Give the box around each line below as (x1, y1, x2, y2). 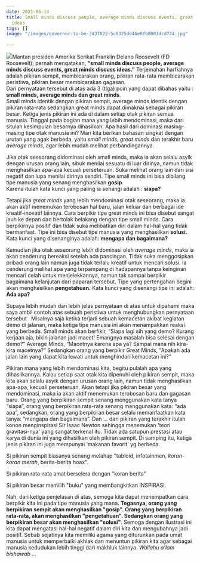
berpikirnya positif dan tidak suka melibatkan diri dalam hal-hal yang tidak (6, 222, 188, 230)
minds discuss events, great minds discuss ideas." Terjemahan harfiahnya (6, 66, 193, 73)
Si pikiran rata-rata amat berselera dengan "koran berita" (6, 470, 146, 477)
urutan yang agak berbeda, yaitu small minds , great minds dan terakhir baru (6, 135, 193, 143)
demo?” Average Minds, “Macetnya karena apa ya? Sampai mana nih (6, 341, 176, 348)
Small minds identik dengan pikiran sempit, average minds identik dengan (6, 98, 187, 105)
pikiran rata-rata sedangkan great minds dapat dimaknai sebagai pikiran (6, 104, 183, 111)
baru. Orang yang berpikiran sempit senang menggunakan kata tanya (6, 396, 177, 403)
